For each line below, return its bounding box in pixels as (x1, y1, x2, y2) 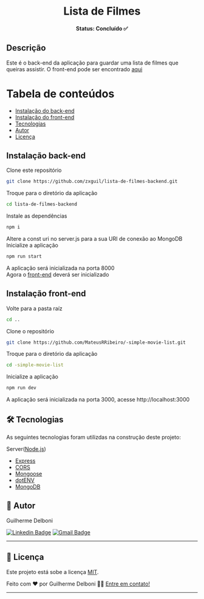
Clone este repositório (6, 166, 62, 174)
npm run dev (6, 385, 36, 391)
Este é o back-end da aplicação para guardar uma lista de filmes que (6, 59, 179, 66)
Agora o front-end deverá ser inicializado (6, 271, 109, 278)
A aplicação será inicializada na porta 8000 (6, 264, 115, 272)
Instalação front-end (6, 288, 86, 299)
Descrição (6, 43, 46, 53)
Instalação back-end (6, 151, 86, 161)
